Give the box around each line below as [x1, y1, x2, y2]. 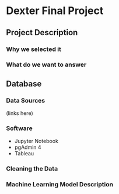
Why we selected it [6, 45, 61, 53]
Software [6, 124, 33, 132]
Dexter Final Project [6, 4, 104, 18]
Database [6, 79, 42, 89]
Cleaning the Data [6, 165, 58, 173]
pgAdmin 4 [14, 144, 42, 151]
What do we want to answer [6, 60, 87, 69]
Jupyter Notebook [14, 138, 58, 145]
